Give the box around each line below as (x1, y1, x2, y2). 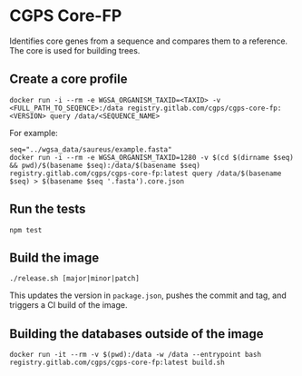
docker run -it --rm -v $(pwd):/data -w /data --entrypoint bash (9, 351, 261, 360)
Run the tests (9, 202, 86, 217)
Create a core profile (9, 72, 128, 87)
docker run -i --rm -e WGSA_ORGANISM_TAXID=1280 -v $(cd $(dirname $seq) (9, 153, 295, 162)
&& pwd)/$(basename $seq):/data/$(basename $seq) (9, 161, 201, 170)
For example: (9, 127, 59, 138)
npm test (9, 225, 43, 234)
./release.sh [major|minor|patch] (9, 274, 141, 283)
